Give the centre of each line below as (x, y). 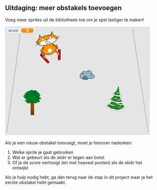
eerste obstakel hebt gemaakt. (36, 182)
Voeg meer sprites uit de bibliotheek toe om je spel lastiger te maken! (75, 19)
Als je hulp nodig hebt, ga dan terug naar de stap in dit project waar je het (79, 177)
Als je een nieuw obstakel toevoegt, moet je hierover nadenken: (69, 143)
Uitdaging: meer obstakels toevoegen (63, 8)
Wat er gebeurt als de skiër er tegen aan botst (58, 157)
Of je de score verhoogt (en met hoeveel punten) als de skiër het (77, 162)
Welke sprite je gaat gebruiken (43, 152)
